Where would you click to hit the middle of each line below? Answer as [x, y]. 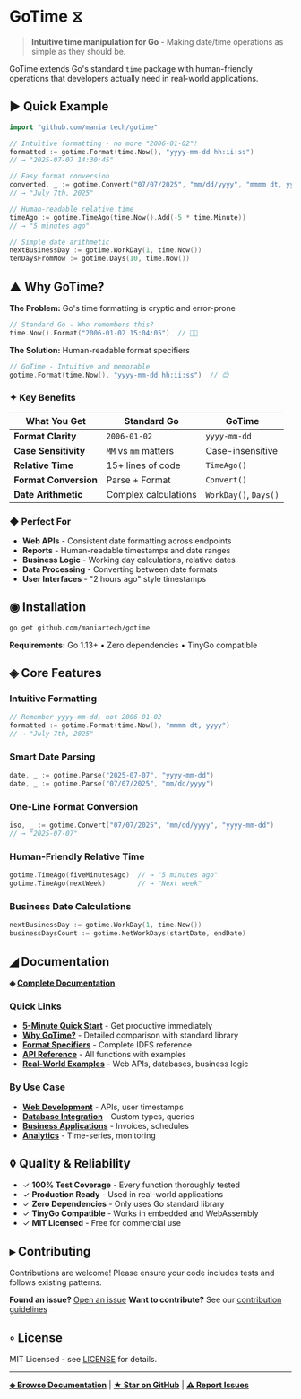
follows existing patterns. [56, 1282]
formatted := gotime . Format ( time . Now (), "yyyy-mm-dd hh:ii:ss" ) [132, 152]
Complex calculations [151, 494]
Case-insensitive [242, 450]
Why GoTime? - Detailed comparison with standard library [130, 1035]
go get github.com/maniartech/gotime [80, 628]
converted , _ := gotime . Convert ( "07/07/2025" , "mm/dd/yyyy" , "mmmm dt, [146, 185]
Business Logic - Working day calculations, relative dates [129, 560]
